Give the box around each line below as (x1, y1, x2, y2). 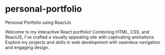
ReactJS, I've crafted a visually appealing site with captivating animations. (5, 34, 155, 40)
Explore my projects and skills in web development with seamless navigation (5, 39, 161, 45)
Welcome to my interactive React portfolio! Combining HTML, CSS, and (5, 29, 149, 35)
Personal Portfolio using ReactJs (5, 19, 71, 25)
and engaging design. (5, 44, 49, 50)
